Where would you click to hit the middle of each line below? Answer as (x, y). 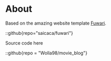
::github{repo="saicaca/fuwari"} (39, 33)
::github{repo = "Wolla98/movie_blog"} (47, 53)
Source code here (24, 43)
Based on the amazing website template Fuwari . (56, 23)
